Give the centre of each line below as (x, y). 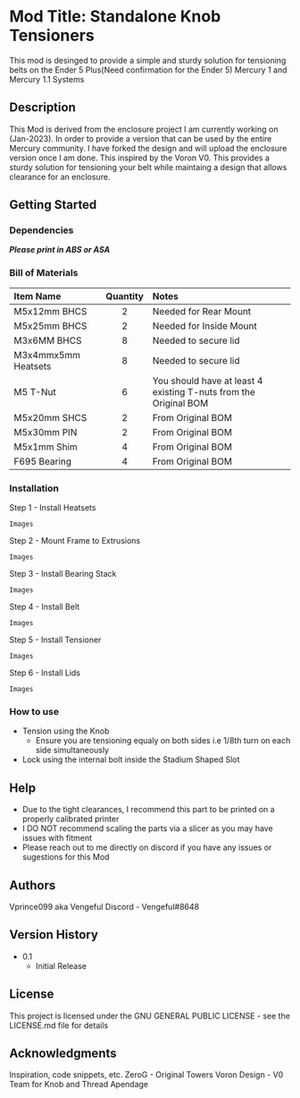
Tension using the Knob (66, 731)
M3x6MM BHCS (48, 340)
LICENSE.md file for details (59, 1025)
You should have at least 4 (208, 381)
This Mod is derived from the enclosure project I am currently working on (144, 129)
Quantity (125, 296)
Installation (34, 488)
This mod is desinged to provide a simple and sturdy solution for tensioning (148, 60)
